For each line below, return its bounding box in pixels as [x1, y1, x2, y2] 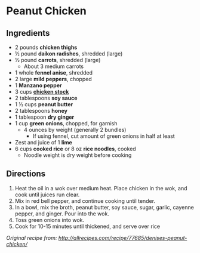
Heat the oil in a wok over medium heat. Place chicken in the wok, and [14, 184, 187, 192]
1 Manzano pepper [14, 82, 62, 89]
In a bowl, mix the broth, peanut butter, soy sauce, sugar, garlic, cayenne [14, 203, 194, 211]
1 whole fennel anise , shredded [14, 69, 93, 76]
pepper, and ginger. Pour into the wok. [14, 210, 109, 217]
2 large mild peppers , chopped [14, 76, 92, 82]
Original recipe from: [6, 234, 57, 241]
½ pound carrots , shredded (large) [14, 57, 101, 63]
